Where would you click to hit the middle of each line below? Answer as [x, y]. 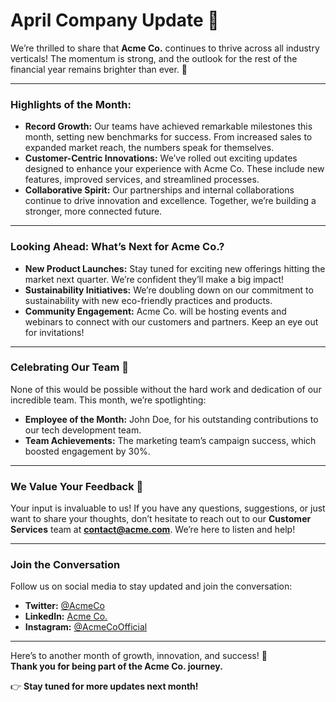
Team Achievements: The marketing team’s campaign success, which [170, 440]
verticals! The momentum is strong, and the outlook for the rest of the [154, 58]
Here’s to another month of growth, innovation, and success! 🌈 [139, 656]
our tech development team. [83, 430]
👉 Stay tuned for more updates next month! [104, 686]
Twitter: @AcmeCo [64, 606]
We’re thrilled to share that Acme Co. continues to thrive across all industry [165, 48]
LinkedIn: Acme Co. [66, 616]
